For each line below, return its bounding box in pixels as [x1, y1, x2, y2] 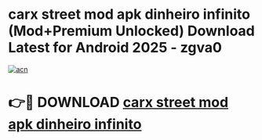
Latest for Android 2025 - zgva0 [8, 39, 222, 56]
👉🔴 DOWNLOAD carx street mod [8, 94, 229, 111]
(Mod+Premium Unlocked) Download [8, 22, 255, 40]
